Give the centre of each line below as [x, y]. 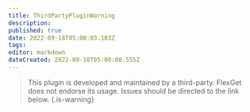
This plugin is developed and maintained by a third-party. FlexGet [135, 82]
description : [30, 23]
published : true [35, 30]
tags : [17, 45]
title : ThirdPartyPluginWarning [62, 15]
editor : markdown [37, 52]
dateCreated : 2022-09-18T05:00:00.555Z [74, 60]
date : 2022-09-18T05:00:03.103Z [62, 38]
